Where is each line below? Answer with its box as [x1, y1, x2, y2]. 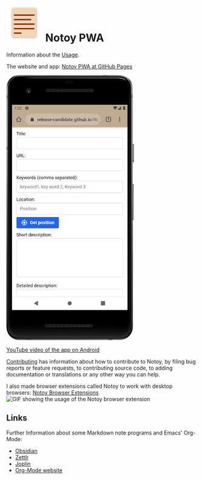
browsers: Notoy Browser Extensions [6, 388, 99, 396]
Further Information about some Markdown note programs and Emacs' [6, 429, 183, 436]
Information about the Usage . [6, 51, 80, 58]
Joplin [15, 460, 31, 467]
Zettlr [15, 453, 29, 461]
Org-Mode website [15, 466, 62, 474]
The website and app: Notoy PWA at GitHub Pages [6, 62, 133, 70]
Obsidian [15, 447, 38, 455]
